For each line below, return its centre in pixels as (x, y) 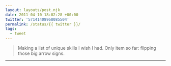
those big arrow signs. (41, 53)
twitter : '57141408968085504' (37, 19)
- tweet (18, 34)
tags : (11, 29)
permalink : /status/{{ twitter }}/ (43, 24)
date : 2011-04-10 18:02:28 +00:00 (42, 15)
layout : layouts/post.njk (33, 10)
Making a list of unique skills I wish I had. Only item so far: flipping (87, 48)
